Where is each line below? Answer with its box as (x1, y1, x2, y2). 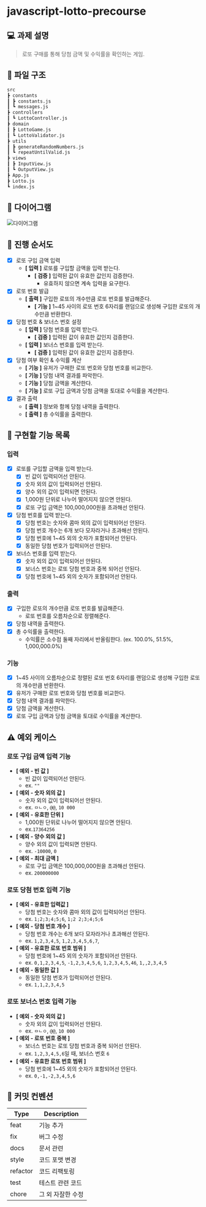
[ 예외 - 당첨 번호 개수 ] (15, 922, 70, 930)
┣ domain (7, 121, 29, 127)
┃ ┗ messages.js (7, 104, 48, 110)
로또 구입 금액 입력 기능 (7, 752, 71, 760)
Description (44, 1109, 79, 1118)
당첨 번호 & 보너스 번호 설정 (15, 318, 82, 326)
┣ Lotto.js (7, 178, 35, 184)
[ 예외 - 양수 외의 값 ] (15, 833, 65, 840)
